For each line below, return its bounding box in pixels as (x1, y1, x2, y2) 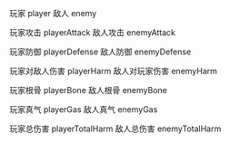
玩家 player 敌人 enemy (9, 8, 97, 18)
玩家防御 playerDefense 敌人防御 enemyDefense (9, 46, 192, 57)
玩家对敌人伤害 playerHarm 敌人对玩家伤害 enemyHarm (9, 66, 218, 76)
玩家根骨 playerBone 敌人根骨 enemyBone (9, 85, 168, 95)
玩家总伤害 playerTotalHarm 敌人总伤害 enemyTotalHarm (9, 123, 222, 134)
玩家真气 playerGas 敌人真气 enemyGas (9, 104, 158, 115)
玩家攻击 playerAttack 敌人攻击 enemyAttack (9, 27, 175, 38)
